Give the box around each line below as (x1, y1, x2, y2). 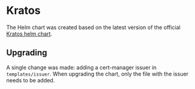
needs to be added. (6, 76, 55, 84)
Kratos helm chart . (6, 30, 53, 37)
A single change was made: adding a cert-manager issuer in (6, 64, 157, 71)
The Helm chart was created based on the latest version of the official (6, 24, 180, 31)
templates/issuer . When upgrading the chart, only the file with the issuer (6, 70, 189, 77)
